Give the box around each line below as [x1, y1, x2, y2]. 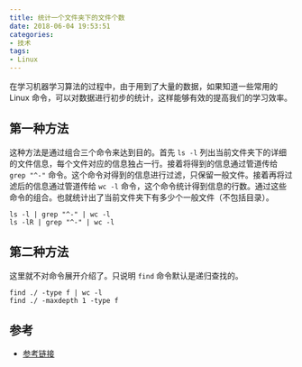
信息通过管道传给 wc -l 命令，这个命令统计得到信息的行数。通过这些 [32, 180, 287, 191]
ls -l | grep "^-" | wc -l [9, 209, 111, 219]
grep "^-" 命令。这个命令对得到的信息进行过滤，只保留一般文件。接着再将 [9, 169, 286, 180]
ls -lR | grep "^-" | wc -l [9, 217, 115, 226]
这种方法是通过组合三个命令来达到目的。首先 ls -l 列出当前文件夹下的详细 [9, 146, 287, 158]
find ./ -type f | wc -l [9, 288, 103, 298]
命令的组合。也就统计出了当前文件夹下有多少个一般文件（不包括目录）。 [9, 191, 274, 203]
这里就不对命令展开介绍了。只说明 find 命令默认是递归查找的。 [9, 270, 243, 280]
